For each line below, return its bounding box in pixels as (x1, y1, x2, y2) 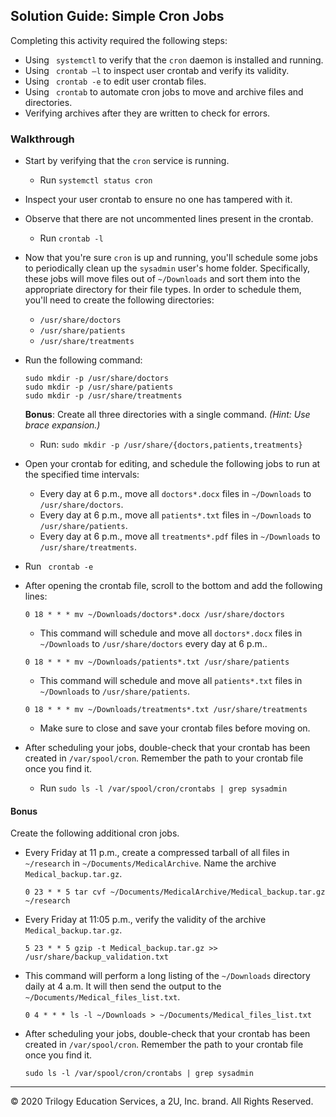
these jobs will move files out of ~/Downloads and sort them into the (24, 273, 301, 285)
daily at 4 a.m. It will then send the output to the (24, 980, 222, 993)
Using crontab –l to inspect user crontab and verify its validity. (24, 64, 290, 76)
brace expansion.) (24, 419, 101, 431)
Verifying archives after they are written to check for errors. (24, 107, 271, 119)
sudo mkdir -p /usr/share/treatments (24, 391, 183, 401)
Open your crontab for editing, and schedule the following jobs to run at (24, 458, 321, 470)
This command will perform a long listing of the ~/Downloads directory (24, 970, 311, 982)
